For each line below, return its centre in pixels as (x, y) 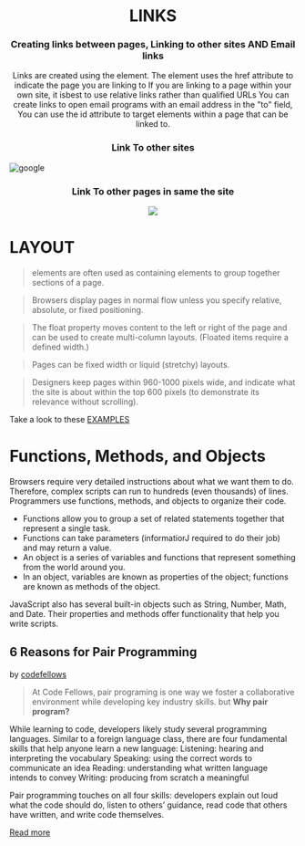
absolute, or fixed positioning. (87, 310)
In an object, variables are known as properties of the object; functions (155, 577)
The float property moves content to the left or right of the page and (159, 328)
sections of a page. (68, 283)
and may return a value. (67, 548)
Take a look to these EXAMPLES (70, 420)
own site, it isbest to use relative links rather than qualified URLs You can (153, 95)
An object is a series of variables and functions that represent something (159, 557)
